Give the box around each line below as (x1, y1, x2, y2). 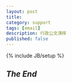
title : (6, 14, 22, 20)
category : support (6, 19, 51, 25)
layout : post (6, 8, 38, 15)
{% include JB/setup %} (6, 52, 64, 59)
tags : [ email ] (6, 25, 41, 31)
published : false (6, 36, 49, 42)
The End (6, 69, 37, 79)
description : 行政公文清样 (6, 31, 67, 36)
